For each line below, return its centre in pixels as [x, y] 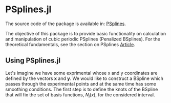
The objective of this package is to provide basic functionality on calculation [86, 33]
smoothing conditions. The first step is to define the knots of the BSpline [82, 89]
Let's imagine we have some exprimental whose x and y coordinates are [81, 73]
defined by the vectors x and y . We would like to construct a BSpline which [84, 78]
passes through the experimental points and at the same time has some [81, 84]
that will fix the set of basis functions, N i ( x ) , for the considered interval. [80, 95]
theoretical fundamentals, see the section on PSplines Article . [70, 44]
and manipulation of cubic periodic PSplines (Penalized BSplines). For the [83, 39]
